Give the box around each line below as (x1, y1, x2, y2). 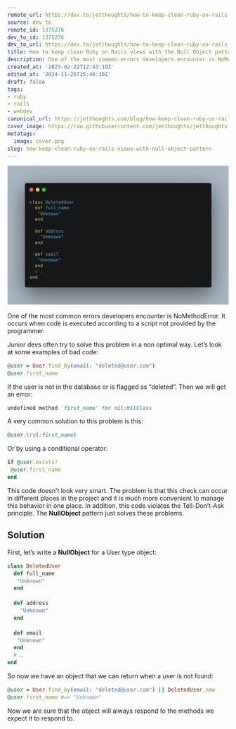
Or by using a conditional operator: (7, 444, 108, 453)
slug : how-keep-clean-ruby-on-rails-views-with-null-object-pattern (7, 145, 212, 152)
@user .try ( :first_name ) (7, 432, 77, 439)
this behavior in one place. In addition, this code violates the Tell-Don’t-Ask (7, 501, 225, 510)
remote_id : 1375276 (7, 26, 65, 33)
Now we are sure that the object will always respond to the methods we (7, 706, 214, 715)
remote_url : (7, 11, 42, 18)
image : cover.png (13, 137, 65, 144)
